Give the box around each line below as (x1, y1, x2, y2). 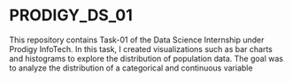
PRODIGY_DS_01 (9, 5, 133, 26)
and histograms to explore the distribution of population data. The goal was (9, 53, 284, 63)
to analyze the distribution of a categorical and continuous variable (9, 63, 254, 73)
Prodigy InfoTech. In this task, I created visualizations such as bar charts (9, 43, 273, 54)
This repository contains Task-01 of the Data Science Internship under (9, 34, 265, 45)
